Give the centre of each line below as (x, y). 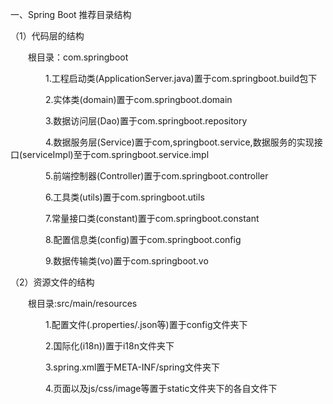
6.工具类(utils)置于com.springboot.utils (124, 197)
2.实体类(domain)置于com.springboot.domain (138, 99)
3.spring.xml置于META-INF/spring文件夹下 (132, 367)
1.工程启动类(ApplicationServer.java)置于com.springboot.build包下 (181, 78)
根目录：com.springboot (78, 57)
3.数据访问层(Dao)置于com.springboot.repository (146, 121)
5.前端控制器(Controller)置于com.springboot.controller (156, 176)
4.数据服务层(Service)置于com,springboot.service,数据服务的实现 (179, 142)
